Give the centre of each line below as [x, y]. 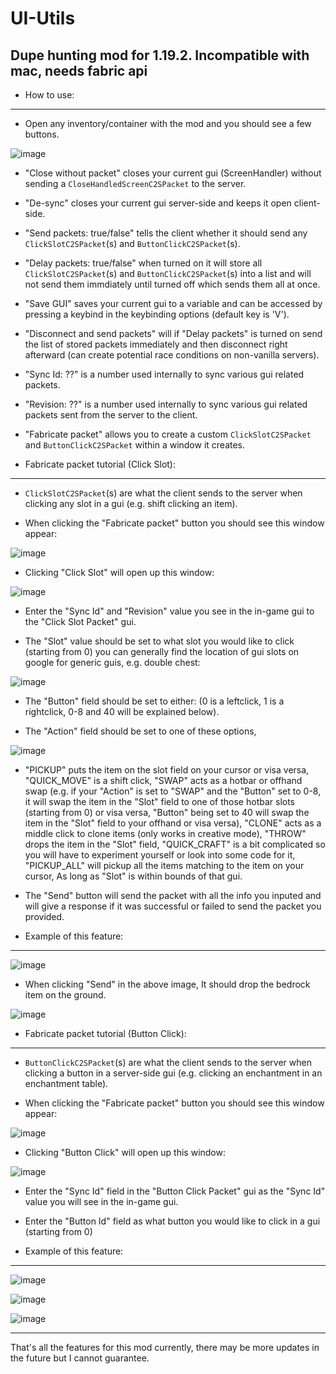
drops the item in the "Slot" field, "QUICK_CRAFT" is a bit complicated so [175, 844]
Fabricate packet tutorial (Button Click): [105, 1033]
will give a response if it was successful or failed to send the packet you [173, 906]
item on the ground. [65, 995]
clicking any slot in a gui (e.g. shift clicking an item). [131, 503]
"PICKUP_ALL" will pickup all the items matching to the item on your [164, 865]
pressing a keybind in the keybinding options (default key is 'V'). [157, 314]
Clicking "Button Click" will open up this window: [125, 1152]
